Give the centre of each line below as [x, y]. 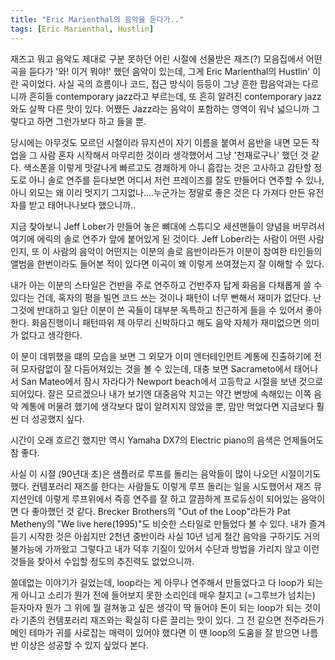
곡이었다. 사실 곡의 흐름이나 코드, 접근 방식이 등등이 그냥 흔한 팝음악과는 [160, 83]
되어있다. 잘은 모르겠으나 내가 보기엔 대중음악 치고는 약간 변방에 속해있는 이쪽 [161, 393]
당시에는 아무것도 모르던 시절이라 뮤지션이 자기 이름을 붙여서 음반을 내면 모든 [160, 142]
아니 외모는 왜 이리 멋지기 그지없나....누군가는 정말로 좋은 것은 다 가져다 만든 [158, 192]
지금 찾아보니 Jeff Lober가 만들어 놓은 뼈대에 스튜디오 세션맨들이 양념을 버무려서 [167, 226]
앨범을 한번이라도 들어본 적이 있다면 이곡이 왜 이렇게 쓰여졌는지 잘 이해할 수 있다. [167, 263]
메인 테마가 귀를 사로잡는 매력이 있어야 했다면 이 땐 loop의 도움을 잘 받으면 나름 [164, 632]
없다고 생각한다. [51, 335]
